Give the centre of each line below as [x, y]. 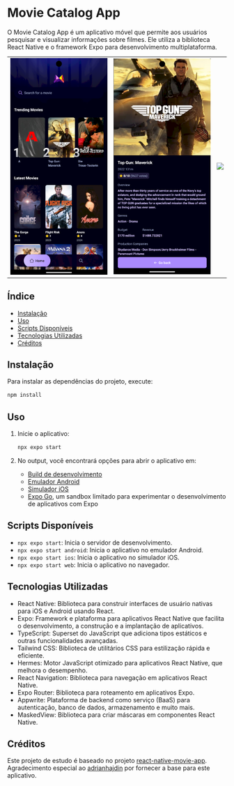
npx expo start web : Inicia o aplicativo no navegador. [93, 565]
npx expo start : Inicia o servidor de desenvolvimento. [95, 543]
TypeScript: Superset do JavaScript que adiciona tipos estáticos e [112, 633]
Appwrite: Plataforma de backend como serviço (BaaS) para [103, 700]
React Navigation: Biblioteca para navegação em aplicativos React [112, 677]
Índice [21, 297]
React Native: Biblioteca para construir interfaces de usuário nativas [115, 603]
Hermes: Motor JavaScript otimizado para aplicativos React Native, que [120, 663]
